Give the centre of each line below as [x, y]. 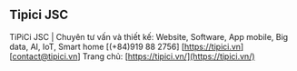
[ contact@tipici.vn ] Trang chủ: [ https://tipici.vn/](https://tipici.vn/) [133, 56]
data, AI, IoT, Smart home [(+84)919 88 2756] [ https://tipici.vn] [127, 46]
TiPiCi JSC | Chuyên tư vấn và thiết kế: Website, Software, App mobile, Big [149, 36]
